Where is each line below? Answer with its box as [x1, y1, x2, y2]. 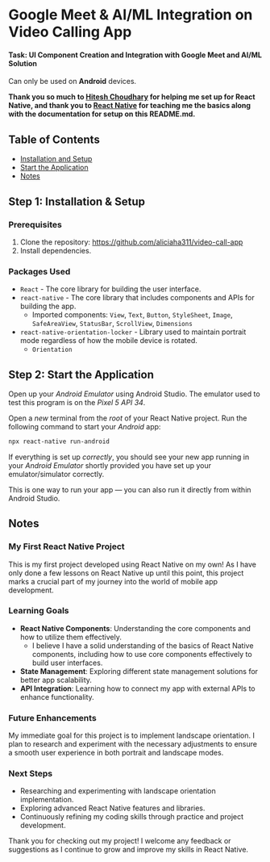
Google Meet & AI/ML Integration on [8, 6, 253, 24]
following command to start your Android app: [8, 422, 161, 431]
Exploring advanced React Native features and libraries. [19, 803, 206, 813]
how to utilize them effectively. [19, 632, 123, 642]
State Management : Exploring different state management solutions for [19, 666, 259, 676]
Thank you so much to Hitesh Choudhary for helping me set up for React [8, 92, 255, 102]
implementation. [19, 795, 74, 805]
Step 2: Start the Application [8, 367, 155, 381]
